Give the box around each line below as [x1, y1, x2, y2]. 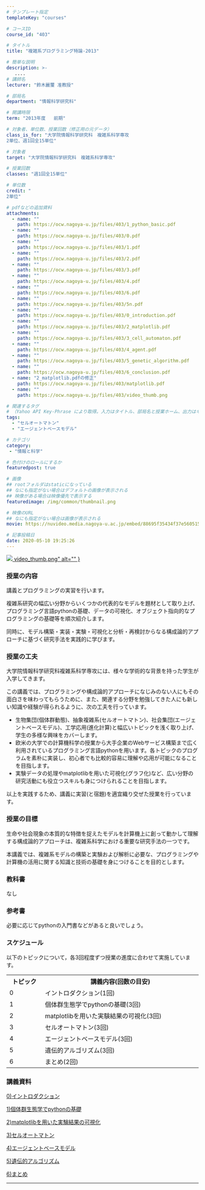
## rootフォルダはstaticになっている [6, 482, 92, 488]
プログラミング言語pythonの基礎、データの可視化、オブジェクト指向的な [6, 608, 190, 615]
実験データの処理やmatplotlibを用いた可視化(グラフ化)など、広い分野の [15, 769, 194, 777]
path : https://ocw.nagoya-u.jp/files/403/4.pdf [17, 279, 140, 285]
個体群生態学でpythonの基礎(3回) [45, 1000, 142, 1008]
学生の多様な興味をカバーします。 [15, 732, 101, 739]
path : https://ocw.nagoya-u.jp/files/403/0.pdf [17, 233, 140, 239]
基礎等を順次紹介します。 [43, 615, 108, 622]
